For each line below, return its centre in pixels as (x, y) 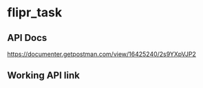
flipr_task (35, 13)
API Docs (27, 38)
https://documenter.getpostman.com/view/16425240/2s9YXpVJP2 (101, 54)
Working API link (44, 75)
